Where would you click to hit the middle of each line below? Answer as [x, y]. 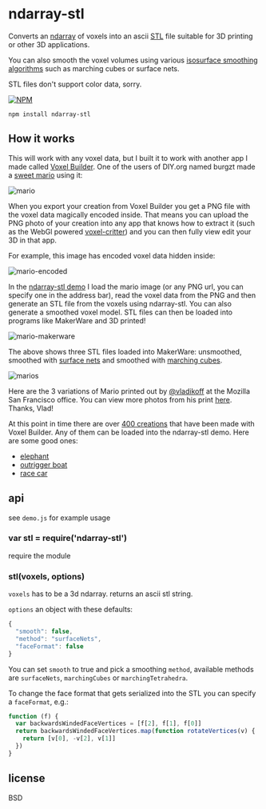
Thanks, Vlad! [31, 408]
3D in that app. [33, 240]
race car [34, 473]
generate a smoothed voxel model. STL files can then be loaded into [121, 312]
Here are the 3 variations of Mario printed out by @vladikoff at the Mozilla [129, 391]
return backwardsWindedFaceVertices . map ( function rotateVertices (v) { [135, 731]
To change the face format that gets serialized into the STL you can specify [132, 693]
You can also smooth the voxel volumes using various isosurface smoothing [133, 60]
